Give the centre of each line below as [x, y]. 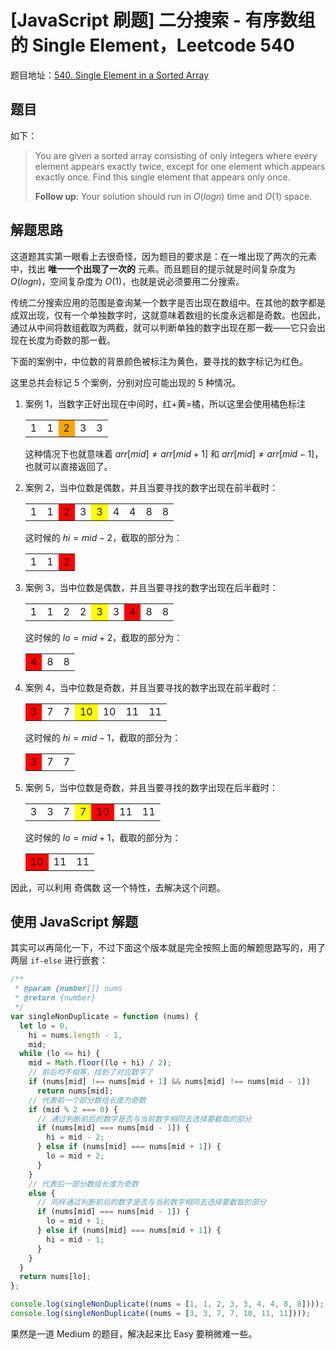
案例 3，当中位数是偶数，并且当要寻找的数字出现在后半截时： [151, 587]
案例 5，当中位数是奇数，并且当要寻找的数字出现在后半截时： [151, 787]
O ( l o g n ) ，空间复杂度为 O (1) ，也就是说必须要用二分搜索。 [127, 281]
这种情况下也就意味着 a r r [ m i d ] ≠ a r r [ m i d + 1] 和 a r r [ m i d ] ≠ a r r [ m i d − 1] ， [174, 453]
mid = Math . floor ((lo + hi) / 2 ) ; [100, 1063]
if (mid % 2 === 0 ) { [73, 1109]
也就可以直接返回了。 [68, 466]
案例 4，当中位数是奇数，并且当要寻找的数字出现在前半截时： [151, 687]
